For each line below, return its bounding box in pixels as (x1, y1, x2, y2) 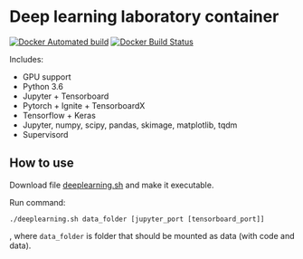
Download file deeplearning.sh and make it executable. (9, 179, 214, 190)
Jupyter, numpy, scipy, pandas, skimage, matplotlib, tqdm (22, 120, 238, 130)
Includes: (9, 53, 43, 64)
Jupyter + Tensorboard (22, 91, 109, 101)
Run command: (9, 197, 66, 207)
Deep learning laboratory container (9, 6, 279, 27)
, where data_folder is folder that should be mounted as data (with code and (9, 230, 295, 241)
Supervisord (22, 129, 69, 139)
